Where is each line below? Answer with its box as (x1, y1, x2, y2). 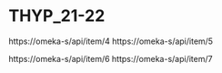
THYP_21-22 (8, 5, 106, 26)
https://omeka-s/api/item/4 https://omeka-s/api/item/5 (8, 36, 214, 47)
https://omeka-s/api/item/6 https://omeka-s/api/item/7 (8, 53, 213, 64)
